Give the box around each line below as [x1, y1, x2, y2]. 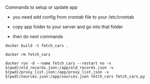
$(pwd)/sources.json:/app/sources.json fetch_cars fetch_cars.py [5, 74, 145, 79]
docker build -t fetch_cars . [5, 43, 69, 48]
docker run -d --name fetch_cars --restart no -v [5, 61, 112, 66]
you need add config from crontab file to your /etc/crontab [12, 14, 134, 20]
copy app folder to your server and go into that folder [12, 24, 123, 30]
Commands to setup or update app [5, 5, 78, 10]
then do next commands [12, 34, 63, 39]
